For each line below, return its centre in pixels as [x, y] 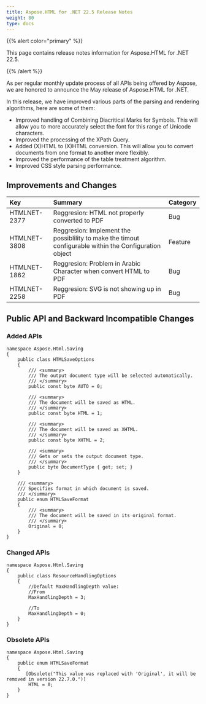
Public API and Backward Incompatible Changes [100, 318]
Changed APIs [28, 552]
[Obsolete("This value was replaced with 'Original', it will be [111, 674]
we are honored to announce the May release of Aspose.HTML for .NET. [97, 90]
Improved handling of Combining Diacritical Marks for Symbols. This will [106, 120]
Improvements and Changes [62, 185]
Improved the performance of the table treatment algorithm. [91, 159]
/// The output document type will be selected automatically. [111, 376]
